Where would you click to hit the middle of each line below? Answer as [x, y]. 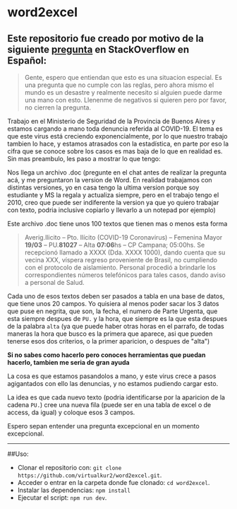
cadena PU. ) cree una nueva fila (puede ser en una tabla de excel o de [109, 405]
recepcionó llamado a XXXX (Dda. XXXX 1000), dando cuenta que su [125, 252]
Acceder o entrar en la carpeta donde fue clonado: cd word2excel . [114, 482]
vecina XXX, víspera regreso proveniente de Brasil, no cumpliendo [121, 260]
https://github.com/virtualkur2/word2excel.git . [90, 475]
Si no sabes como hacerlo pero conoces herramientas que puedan [107, 355]
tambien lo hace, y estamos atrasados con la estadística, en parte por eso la [118, 144]
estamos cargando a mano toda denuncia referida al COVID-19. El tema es [115, 129]
